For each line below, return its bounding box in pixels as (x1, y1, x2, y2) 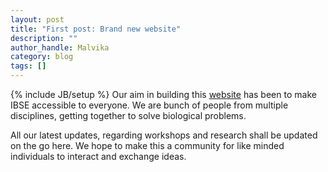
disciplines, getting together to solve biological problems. (10, 110, 247, 121)
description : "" (10, 33, 78, 43)
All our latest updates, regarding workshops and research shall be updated (10, 129, 318, 141)
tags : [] (10, 61, 47, 71)
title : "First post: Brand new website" (10, 24, 182, 34)
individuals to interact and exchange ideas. (10, 151, 187, 162)
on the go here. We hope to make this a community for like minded (10, 140, 285, 151)
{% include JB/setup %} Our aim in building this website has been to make (10, 89, 317, 100)
